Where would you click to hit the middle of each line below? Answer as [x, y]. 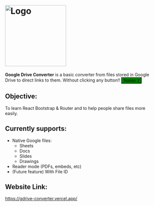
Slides [26, 156]
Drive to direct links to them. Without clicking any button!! [63, 80]
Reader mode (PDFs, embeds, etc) [47, 166]
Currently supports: [36, 129]
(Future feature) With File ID [40, 171]
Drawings [29, 161]
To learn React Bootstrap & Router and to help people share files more [75, 108]
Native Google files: [32, 140]
